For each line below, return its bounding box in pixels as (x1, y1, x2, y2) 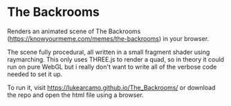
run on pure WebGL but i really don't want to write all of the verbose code (7, 62, 217, 71)
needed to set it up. (7, 70, 63, 78)
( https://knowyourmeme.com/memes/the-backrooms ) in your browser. (7, 34, 210, 42)
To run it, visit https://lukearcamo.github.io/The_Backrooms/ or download (7, 83, 216, 91)
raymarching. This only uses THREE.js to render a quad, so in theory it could (7, 55, 225, 63)
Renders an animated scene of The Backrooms (7, 27, 141, 35)
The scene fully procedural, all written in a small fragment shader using (7, 48, 210, 56)
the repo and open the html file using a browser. (7, 91, 144, 99)
